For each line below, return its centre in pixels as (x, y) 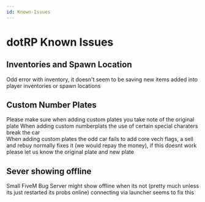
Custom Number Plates (51, 105)
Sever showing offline (49, 171)
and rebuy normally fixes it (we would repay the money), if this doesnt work (102, 146)
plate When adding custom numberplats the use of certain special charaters (102, 126)
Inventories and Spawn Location (69, 65)
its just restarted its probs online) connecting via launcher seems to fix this (100, 192)
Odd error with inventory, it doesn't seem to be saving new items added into (102, 79)
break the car (23, 132)
